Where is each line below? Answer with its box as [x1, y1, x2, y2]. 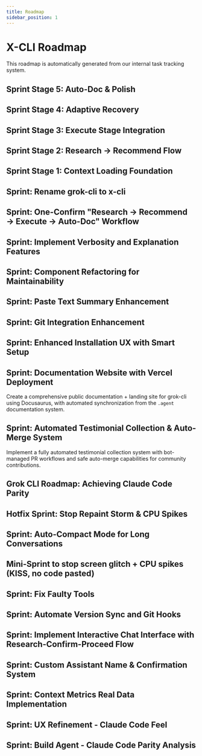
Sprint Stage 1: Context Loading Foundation [6, 166, 173, 177]
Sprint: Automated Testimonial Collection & [6, 423, 172, 434]
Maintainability [6, 276, 65, 286]
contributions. [6, 461, 41, 469]
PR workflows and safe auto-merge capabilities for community [31, 455, 186, 462]
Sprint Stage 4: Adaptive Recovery [6, 105, 139, 115]
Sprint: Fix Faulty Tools [6, 589, 95, 599]
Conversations [6, 539, 63, 549]
